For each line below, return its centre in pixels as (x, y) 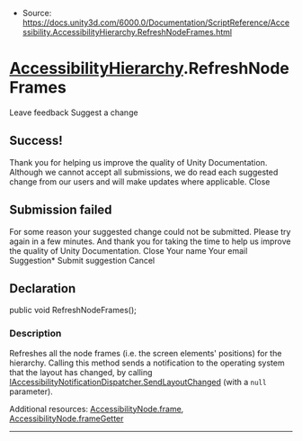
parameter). (31, 391)
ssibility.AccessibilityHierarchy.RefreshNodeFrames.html (127, 32)
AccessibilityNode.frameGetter (67, 418)
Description (36, 334)
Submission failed (61, 210)
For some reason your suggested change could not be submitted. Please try (150, 231)
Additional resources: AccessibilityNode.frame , (97, 409)
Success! (36, 141)
